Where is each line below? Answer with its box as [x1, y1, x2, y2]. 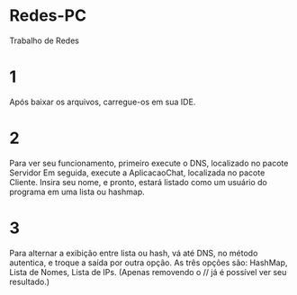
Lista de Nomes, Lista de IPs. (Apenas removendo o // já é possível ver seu [9, 266, 287, 277]
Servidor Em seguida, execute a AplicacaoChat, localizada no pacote [9, 167, 265, 178]
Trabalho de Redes [9, 35, 79, 46]
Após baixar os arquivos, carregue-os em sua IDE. [9, 96, 196, 107]
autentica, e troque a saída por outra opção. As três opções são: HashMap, [9, 257, 288, 268]
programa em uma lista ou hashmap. [9, 186, 146, 197]
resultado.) [9, 276, 50, 287]
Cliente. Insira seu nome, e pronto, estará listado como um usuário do [9, 176, 268, 187]
